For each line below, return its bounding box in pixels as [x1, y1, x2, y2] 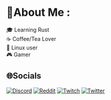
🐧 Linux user [6, 44, 38, 51]
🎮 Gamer [6, 51, 31, 58]
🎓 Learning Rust [6, 26, 50, 33]
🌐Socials [6, 71, 41, 81]
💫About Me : [6, 5, 71, 20]
